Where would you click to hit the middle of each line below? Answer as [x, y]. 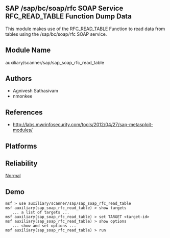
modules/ [23, 130]
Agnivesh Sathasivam [35, 91]
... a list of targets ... [41, 212]
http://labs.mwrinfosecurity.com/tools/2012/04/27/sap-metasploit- [83, 125]
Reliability [21, 164]
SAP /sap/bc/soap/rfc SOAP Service [64, 8]
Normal [13, 176]
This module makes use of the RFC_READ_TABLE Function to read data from [85, 29]
